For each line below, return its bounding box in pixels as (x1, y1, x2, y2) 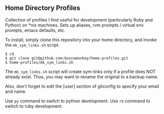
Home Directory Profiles (5, 4, 81, 12)
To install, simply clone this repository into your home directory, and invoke (5, 37, 157, 43)
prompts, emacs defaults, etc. (5, 27, 66, 33)
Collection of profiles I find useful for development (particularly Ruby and (5, 17, 153, 23)
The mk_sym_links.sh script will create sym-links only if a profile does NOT (5, 68, 156, 74)
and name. (5, 88, 27, 94)
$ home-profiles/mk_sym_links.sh (5, 60, 74, 65)
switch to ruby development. (5, 103, 63, 109)
